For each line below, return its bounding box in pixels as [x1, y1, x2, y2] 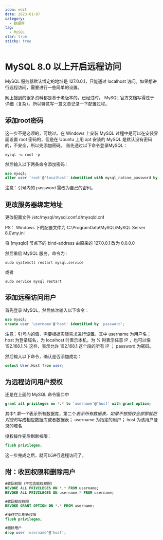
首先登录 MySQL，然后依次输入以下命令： [5, 307, 90, 313]
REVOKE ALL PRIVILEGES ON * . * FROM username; [5, 486, 99, 490]
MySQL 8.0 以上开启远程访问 [5, 61, 122, 72]
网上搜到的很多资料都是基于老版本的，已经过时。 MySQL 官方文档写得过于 [5, 94, 155, 100]
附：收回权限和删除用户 [5, 468, 75, 476]
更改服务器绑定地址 [5, 200, 63, 209]
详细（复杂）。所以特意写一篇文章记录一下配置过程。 [5, 101, 109, 107]
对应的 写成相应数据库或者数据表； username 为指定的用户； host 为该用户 [5, 417, 154, 423]
